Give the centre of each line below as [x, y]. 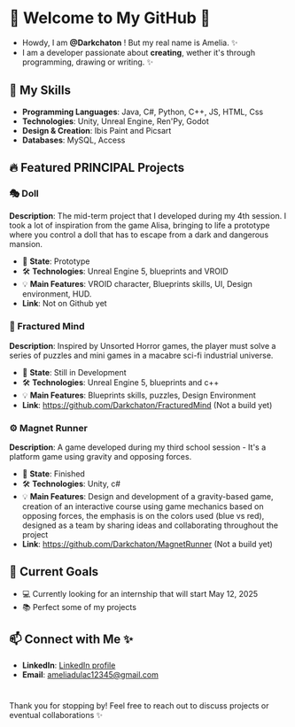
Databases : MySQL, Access [74, 140]
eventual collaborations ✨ [56, 715]
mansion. [26, 244]
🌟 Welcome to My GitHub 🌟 [110, 18]
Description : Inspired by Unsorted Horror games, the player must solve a [143, 345]
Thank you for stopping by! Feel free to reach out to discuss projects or [139, 705]
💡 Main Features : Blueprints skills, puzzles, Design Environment [139, 395]
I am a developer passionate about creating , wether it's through [138, 52]
